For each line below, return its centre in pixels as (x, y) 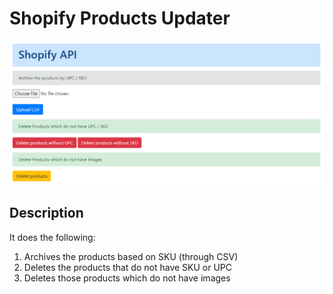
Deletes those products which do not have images (127, 278)
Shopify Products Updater (120, 18)
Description (46, 213)
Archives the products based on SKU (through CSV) (131, 256)
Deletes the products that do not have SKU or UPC (128, 267)
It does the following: (52, 237)
